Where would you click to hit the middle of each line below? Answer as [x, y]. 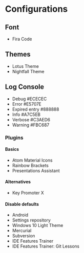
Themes [18, 54]
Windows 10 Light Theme [38, 225]
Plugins [14, 138]
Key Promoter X [28, 193]
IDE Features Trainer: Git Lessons [46, 246]
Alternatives [18, 182]
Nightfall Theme [28, 71]
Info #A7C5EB [26, 114]
